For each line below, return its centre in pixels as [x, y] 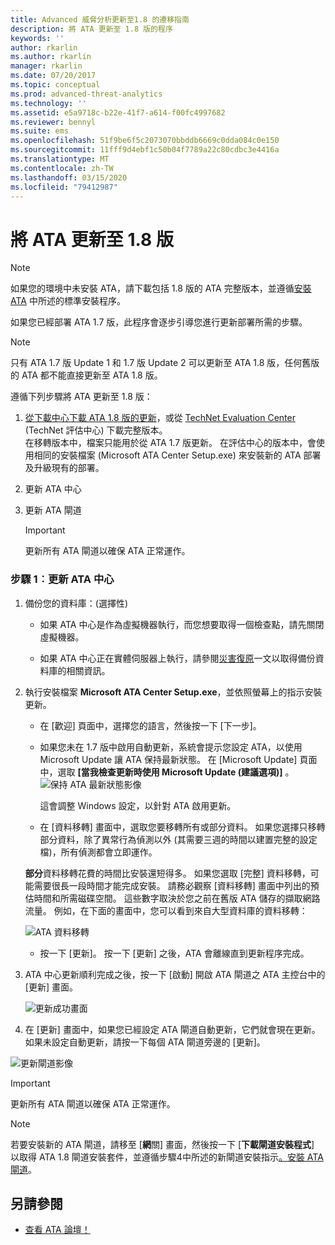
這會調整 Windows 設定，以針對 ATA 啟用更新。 [138, 805]
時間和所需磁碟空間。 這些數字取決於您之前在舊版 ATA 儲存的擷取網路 [177, 898]
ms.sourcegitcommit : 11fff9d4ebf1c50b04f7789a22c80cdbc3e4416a [145, 150]
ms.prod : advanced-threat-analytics [86, 94]
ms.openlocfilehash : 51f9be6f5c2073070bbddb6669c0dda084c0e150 [145, 141]
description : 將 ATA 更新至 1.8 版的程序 [91, 29]
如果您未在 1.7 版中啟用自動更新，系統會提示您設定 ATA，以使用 [171, 747]
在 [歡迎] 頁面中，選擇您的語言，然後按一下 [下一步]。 [150, 725]
